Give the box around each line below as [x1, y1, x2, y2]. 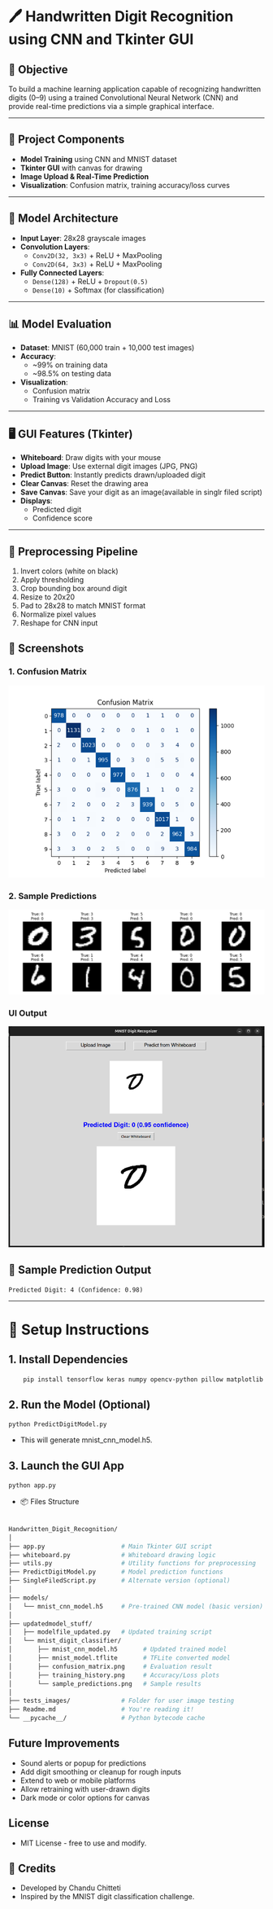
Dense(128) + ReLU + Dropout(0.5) [32, 276, 149, 286]
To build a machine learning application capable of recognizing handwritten [8, 84, 262, 94]
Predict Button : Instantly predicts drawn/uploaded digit [19, 470, 206, 480]
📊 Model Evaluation [8, 318, 112, 331]
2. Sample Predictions [8, 890, 97, 902]
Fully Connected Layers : [19, 267, 105, 278]
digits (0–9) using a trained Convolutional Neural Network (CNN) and [8, 93, 239, 103]
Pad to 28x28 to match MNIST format [19, 601, 146, 611]
